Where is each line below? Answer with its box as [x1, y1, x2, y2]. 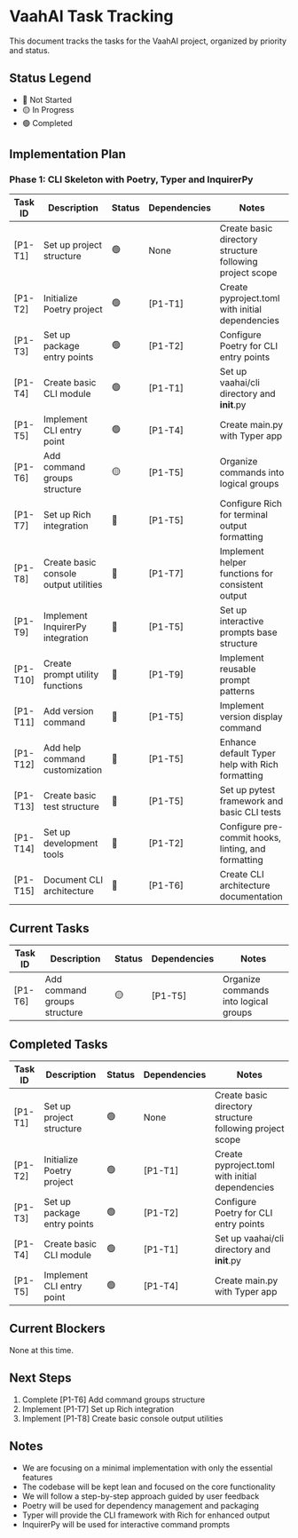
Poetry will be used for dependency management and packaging [21, 1500, 260, 1510]
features [21, 1471, 53, 1482]
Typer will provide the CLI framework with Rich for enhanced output [21, 1510, 271, 1520]
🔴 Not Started [21, 94, 73, 105]
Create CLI [219, 868, 264, 881]
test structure [43, 801, 100, 813]
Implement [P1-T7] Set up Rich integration [21, 1403, 175, 1414]
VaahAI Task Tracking [9, 6, 174, 27]
